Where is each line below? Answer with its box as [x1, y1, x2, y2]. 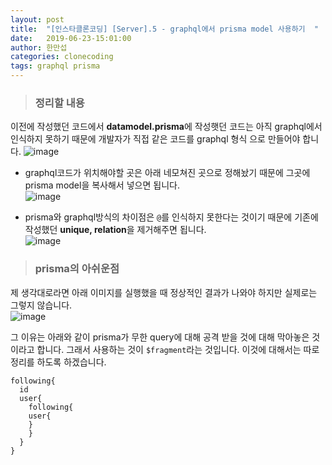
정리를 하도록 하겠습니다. [10, 356, 107, 368]
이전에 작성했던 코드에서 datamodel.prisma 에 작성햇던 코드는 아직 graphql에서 [10, 121, 323, 133]
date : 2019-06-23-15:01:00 [10, 33, 132, 43]
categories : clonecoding [10, 52, 114, 62]
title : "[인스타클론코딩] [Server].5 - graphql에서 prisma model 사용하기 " [10, 24, 320, 34]
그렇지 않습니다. [10, 299, 73, 311]
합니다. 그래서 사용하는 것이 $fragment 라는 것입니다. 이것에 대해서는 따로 [36, 343, 320, 355]
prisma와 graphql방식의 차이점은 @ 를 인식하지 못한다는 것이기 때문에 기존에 [24, 211, 319, 223]
